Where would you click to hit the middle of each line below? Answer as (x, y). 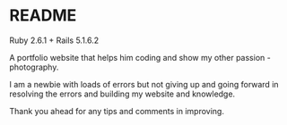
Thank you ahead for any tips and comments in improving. (117, 111)
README (43, 16)
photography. (34, 67)
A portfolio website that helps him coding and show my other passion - (140, 57)
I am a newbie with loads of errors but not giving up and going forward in (144, 84)
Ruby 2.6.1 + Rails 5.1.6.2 (54, 40)
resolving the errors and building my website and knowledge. (122, 94)
